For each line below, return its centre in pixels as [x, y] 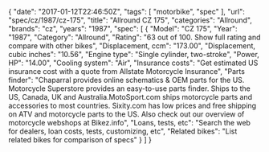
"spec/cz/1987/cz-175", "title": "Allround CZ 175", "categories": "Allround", [130, 20]
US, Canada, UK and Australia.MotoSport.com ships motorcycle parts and [130, 97]
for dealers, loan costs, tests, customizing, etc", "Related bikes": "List [123, 131]
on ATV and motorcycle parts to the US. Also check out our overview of [126, 114]
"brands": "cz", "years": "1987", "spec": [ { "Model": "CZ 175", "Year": [123, 29]
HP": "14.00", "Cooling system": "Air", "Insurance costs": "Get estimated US [133, 63]
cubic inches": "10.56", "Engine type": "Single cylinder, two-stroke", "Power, [134, 54]
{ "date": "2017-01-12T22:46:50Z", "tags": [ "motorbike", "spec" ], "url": [126, 12]
